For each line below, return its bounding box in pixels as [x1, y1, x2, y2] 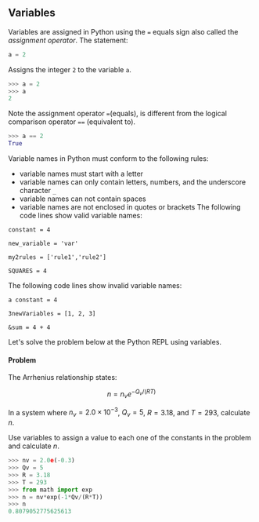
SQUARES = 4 [8, 267, 47, 276]
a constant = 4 [8, 296, 58, 305]
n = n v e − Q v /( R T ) [106, 388, 156, 400]
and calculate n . [8, 441, 60, 451]
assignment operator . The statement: [8, 35, 128, 45]
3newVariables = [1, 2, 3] [8, 310, 96, 318]
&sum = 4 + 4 [8, 323, 51, 332]
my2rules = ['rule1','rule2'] [8, 254, 107, 261]
